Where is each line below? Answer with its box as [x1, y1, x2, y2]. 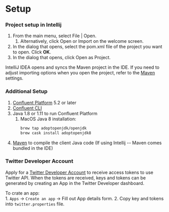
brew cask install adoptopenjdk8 [20, 130, 92, 136]
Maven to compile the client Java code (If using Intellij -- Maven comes [12, 140, 162, 146]
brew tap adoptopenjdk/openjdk [20, 125, 87, 130]
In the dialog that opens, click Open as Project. [12, 55, 111, 61]
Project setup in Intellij [5, 21, 62, 29]
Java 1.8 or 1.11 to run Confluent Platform [12, 110, 98, 116]
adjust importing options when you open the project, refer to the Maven [5, 70, 155, 76]
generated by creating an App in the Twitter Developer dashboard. [5, 180, 145, 186]
